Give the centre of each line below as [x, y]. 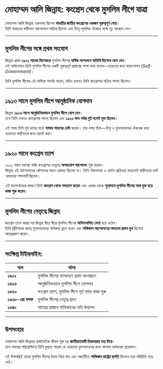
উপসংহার [14, 329]
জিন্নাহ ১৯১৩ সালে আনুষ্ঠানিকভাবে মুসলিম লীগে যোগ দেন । [44, 112]
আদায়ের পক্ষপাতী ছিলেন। [23, 176]
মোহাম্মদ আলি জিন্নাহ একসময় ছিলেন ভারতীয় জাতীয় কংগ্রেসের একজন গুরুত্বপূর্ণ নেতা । [63, 23]
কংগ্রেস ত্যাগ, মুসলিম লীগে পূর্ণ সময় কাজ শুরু [72, 291]
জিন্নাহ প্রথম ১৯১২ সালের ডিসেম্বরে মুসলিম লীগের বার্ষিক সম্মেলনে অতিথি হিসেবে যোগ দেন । [66, 60]
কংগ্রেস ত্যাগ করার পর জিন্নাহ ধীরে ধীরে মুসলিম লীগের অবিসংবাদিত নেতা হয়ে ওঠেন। [61, 223]
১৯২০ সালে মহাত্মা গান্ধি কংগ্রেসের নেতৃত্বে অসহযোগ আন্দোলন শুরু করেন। [55, 165]
